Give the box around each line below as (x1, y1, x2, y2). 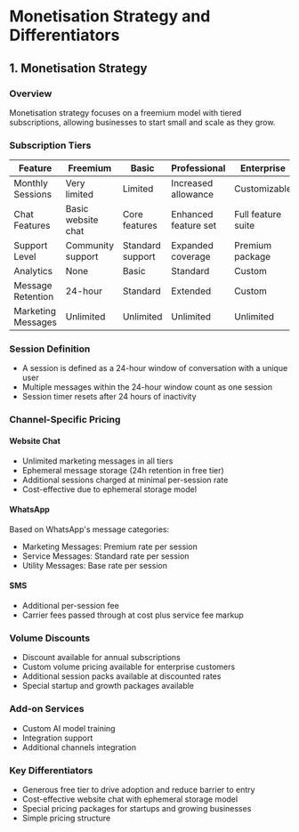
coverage (171, 251, 211, 263)
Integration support (21, 732, 93, 743)
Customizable (234, 182, 292, 195)
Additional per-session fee (21, 601, 120, 610)
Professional (171, 162, 226, 174)
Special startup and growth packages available (21, 681, 194, 691)
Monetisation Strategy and (9, 6, 211, 27)
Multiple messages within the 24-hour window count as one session (21, 382, 273, 392)
